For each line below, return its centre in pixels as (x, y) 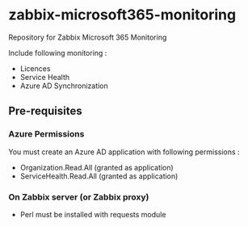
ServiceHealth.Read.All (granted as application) (99, 176)
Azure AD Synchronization (64, 86)
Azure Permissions (46, 134)
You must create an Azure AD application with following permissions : (124, 152)
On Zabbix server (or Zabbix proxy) (79, 197)
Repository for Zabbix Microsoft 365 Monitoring (88, 37)
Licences (35, 68)
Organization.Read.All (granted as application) (97, 167)
